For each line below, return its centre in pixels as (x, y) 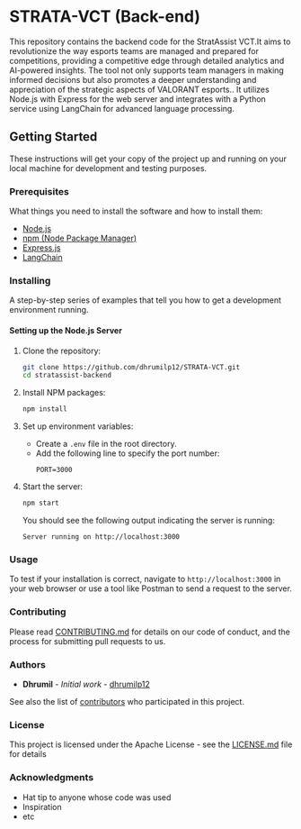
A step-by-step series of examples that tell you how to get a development (145, 300)
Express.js (41, 248)
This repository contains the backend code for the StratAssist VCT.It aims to (150, 41)
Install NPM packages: (64, 393)
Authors (28, 664)
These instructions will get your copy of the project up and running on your (148, 159)
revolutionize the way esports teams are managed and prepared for (134, 50)
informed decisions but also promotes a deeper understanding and (133, 79)
